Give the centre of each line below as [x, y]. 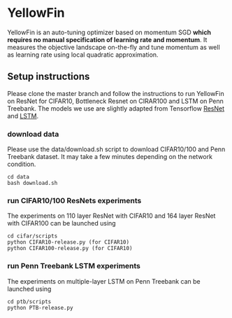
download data [33, 134]
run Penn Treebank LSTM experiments [74, 266]
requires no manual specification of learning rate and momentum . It [107, 39]
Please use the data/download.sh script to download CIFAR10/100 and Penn [116, 149]
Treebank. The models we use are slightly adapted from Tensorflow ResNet [116, 108]
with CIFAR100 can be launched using [62, 223]
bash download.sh [32, 184]
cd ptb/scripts [29, 302]
